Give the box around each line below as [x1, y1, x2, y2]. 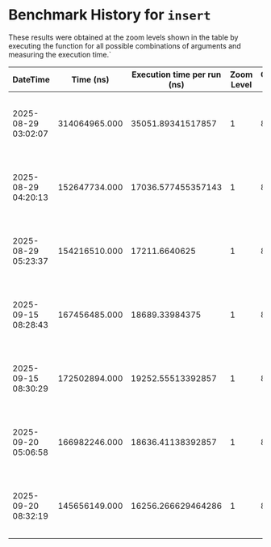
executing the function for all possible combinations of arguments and [8, 40, 241, 50]
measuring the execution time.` [8, 49, 111, 59]
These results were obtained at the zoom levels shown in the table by [8, 32, 239, 42]
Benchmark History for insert [8, 6, 211, 24]
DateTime [12, 74, 50, 85]
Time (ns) [71, 74, 110, 85]
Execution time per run [131, 69, 222, 80]
